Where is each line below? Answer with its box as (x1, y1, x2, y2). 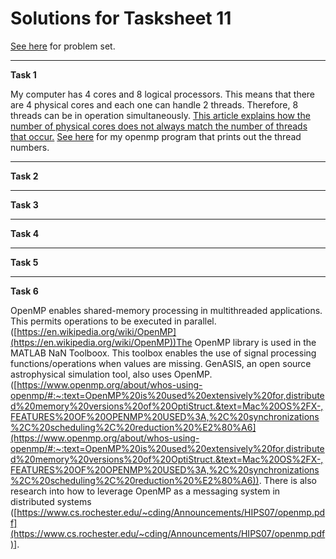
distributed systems (10, 495, 92, 507)
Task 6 (10, 285, 39, 297)
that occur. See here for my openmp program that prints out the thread (10, 130, 302, 142)
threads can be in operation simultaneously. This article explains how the (10, 109, 311, 121)
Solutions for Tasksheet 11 (10, 7, 232, 30)
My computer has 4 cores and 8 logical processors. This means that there (10, 88, 316, 100)
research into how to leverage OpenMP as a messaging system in (10, 485, 281, 497)
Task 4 (10, 227, 40, 239)
